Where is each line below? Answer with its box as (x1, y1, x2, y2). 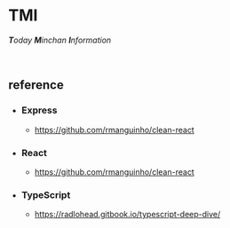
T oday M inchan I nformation (8, 35, 112, 45)
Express (20, 104, 58, 116)
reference (8, 77, 64, 93)
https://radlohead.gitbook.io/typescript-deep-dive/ (34, 209, 221, 220)
